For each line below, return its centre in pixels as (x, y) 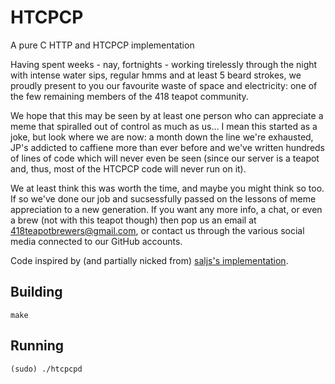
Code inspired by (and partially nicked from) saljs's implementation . (149, 260)
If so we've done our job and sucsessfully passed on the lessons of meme (163, 198)
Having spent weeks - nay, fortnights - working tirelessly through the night (164, 64)
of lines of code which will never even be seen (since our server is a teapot (165, 158)
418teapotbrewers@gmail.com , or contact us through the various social (157, 230)
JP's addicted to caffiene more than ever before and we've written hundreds (168, 147)
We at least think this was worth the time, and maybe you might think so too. (167, 188)
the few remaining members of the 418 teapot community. (129, 96)
